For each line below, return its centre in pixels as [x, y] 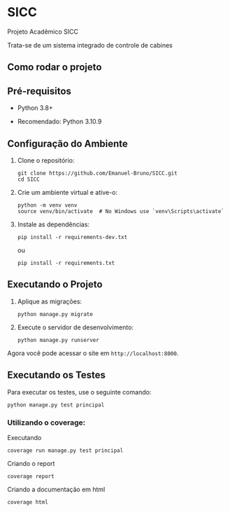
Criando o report [31, 463]
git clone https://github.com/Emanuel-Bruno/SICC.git [97, 173]
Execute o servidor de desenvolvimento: [76, 327]
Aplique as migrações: [50, 301]
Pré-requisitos [39, 91]
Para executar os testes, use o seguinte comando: [79, 392]
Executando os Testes [57, 375]
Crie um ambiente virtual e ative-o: [67, 192]
